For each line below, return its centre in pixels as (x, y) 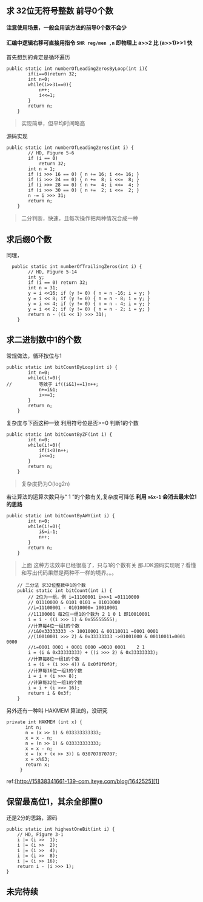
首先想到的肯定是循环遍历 (38, 57)
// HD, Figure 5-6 (51, 153)
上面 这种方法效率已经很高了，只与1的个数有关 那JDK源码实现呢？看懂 (108, 565)
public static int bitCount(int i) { (65, 590)
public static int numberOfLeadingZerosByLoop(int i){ (77, 69)
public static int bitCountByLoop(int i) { (62, 367)
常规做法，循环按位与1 (34, 356)
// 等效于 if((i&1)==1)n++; (52, 384)
